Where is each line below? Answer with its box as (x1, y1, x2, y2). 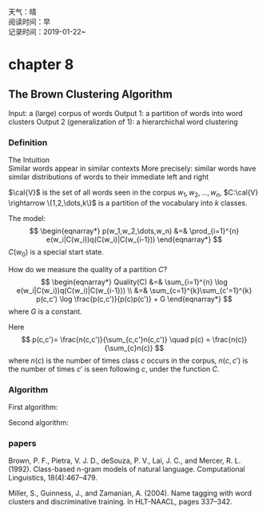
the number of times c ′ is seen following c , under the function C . (8, 363, 220, 374)
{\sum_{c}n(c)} (104, 343, 153, 352)
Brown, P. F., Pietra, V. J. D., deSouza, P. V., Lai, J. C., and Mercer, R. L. (8, 456, 241, 466)
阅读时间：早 (8, 17, 50, 26)
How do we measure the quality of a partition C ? (8, 264, 168, 274)
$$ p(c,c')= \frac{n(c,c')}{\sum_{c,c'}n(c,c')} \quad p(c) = (21, 335, 211, 344)
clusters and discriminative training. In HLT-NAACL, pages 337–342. (8, 497, 233, 507)
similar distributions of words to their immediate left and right (8, 172, 209, 182)
